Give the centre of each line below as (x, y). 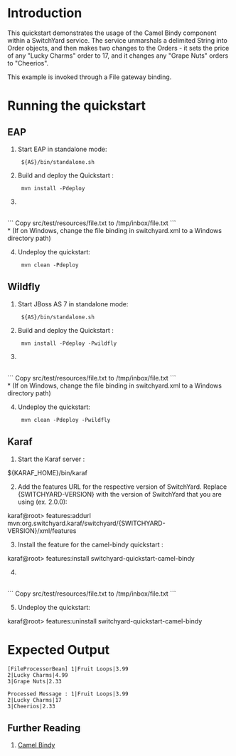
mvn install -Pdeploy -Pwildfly (69, 343)
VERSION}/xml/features (42, 530)
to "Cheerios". (28, 63)
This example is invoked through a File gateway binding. (90, 77)
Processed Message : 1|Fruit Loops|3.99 (68, 694)
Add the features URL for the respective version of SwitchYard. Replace (122, 487)
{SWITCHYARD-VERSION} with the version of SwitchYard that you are (119, 494)
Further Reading (44, 728)
